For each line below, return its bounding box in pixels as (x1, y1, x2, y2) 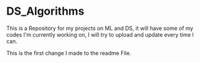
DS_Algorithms (6, 4, 84, 18)
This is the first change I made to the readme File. (6, 49, 131, 56)
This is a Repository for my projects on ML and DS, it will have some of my (6, 24, 194, 32)
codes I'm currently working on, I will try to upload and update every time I (6, 31, 194, 38)
